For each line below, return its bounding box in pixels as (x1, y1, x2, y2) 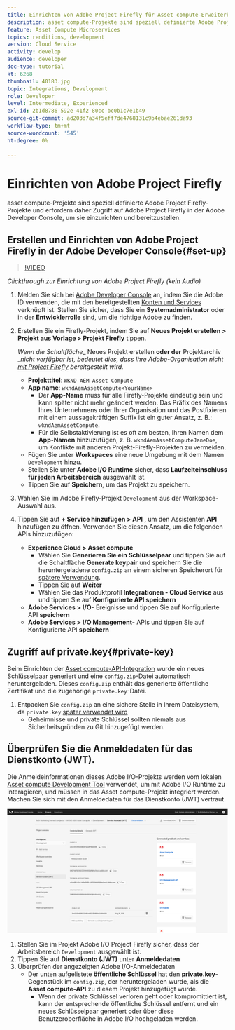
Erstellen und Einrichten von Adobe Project (7, 233, 199, 245)
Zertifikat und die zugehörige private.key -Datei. (7, 686, 147, 695)
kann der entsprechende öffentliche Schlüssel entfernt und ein (38, 1000, 219, 1008)
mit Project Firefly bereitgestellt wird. (17, 362, 124, 371)
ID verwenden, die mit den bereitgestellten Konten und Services (17, 298, 201, 306)
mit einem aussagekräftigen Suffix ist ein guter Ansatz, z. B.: (38, 414, 212, 422)
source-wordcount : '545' (7, 130, 80, 137)
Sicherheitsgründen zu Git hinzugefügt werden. (27, 722, 165, 731)
